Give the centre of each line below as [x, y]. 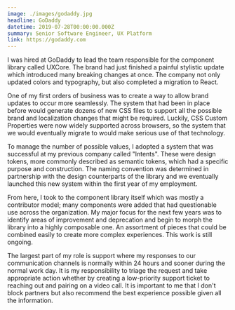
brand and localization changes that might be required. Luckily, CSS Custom [117, 118]
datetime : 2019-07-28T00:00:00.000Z [61, 27]
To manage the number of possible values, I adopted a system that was [110, 147]
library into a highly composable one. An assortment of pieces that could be [117, 227]
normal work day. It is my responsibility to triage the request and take [107, 271]
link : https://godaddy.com [47, 40]
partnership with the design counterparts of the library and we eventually [113, 177]
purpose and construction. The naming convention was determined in [108, 169]
